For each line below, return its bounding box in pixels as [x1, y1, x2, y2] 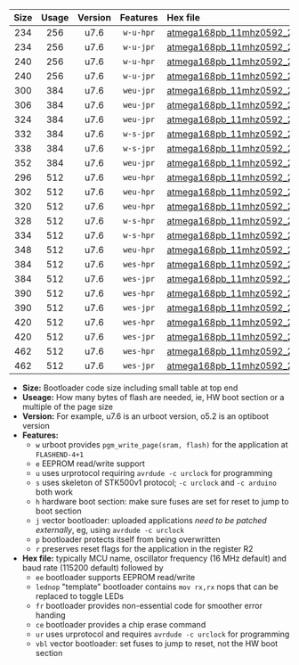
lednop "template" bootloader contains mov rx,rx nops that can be [35, 581, 279, 592]
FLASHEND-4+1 [35, 450, 85, 459]
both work [35, 487, 74, 497]
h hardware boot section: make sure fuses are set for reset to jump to [35, 497, 289, 506]
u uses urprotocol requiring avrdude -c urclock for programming [35, 468, 273, 478]
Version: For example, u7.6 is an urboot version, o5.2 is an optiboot [21, 411, 270, 422]
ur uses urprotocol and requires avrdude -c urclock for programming [35, 628, 290, 639]
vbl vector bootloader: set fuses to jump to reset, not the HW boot [35, 638, 279, 649]
